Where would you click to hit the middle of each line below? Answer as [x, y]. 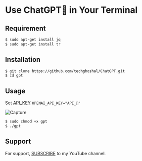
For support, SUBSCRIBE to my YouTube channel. [55, 153]
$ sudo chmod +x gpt [26, 121]
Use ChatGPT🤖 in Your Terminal [71, 10]
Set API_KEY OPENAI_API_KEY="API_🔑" [43, 103]
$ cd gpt [14, 76]
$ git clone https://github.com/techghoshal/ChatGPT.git [65, 71]
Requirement [25, 28]
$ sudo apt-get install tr [33, 44]
